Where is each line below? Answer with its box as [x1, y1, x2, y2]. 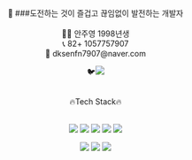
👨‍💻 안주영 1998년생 [61, 28, 130, 39]
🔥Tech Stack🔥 [69, 96, 122, 107]
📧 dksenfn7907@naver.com [45, 49, 146, 58]
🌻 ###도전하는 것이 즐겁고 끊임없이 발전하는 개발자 [7, 8, 184, 19]
